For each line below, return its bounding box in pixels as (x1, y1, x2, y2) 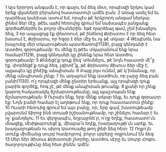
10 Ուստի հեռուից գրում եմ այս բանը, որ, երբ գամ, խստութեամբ (5, 104, 154, 110)
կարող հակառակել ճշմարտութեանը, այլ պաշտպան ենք (5, 89, 136, 94)
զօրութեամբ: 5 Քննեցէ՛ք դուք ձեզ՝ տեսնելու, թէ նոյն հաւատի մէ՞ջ (5, 57, 155, 63)
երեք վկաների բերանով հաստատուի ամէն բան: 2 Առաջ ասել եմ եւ (5, 9, 160, 15)
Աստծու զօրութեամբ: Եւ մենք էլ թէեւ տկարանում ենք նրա (5, 47, 139, 52)
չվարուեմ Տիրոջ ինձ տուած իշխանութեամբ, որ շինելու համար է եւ (5, 110, 159, 116)
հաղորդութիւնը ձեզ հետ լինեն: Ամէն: (5, 142, 90, 147)
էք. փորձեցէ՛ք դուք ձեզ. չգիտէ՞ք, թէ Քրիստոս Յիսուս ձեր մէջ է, (5, 62, 149, 68)
